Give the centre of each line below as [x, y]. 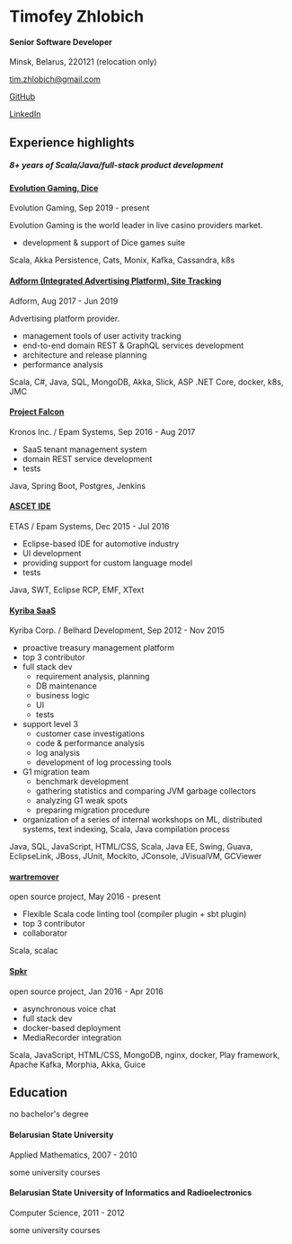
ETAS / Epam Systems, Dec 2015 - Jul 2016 [89, 526]
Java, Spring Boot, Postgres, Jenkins [78, 485]
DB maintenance [66, 686]
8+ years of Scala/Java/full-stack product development [116, 165]
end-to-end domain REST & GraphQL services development [133, 345]
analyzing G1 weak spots [82, 801]
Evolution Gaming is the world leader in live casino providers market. [136, 226]
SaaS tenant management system [84, 449]
